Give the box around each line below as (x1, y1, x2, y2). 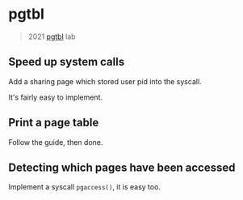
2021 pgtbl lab (27, 32, 76, 41)
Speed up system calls (8, 55, 125, 69)
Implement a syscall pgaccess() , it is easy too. (8, 182, 161, 192)
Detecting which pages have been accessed (8, 160, 236, 174)
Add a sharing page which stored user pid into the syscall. (8, 76, 202, 86)
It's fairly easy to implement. (8, 92, 103, 102)
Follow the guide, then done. (8, 137, 103, 147)
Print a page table (8, 116, 99, 130)
